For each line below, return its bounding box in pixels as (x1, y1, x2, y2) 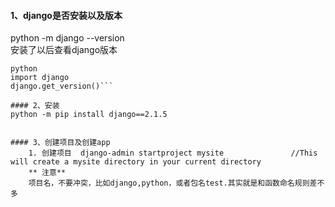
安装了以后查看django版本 (10, 44, 118, 56)
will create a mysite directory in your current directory (10, 157, 262, 167)
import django (10, 73, 70, 83)
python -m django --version (10, 32, 125, 44)
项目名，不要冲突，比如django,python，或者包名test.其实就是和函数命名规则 (28, 178, 310, 189)
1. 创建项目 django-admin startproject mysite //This (28, 148, 318, 159)
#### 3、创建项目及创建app (10, 138, 111, 148)
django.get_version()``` (10, 81, 114, 92)
